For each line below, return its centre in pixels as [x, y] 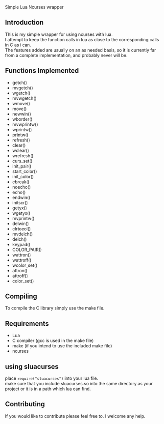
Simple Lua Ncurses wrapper [34, 7]
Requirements [27, 324]
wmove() [21, 103]
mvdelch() [23, 234]
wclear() [21, 150]
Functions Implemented [42, 71]
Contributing [25, 404]
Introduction [24, 22]
